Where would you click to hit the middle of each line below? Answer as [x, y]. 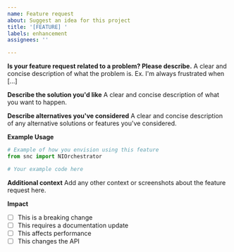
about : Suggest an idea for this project [69, 20]
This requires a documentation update [73, 225]
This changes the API [48, 241]
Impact [18, 203]
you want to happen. [37, 102]
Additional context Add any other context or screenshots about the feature [117, 182]
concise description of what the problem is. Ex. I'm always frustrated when [116, 74]
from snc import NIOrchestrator [55, 156]
